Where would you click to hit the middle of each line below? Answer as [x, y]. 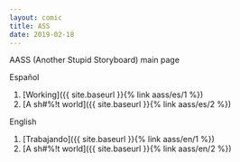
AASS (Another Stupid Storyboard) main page [95, 60]
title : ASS [30, 26]
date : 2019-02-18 [42, 34]
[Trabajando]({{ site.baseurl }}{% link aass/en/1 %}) [118, 139]
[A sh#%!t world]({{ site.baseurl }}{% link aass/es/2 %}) [127, 104]
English [23, 121]
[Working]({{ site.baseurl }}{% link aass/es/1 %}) [113, 94]
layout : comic [36, 18]
